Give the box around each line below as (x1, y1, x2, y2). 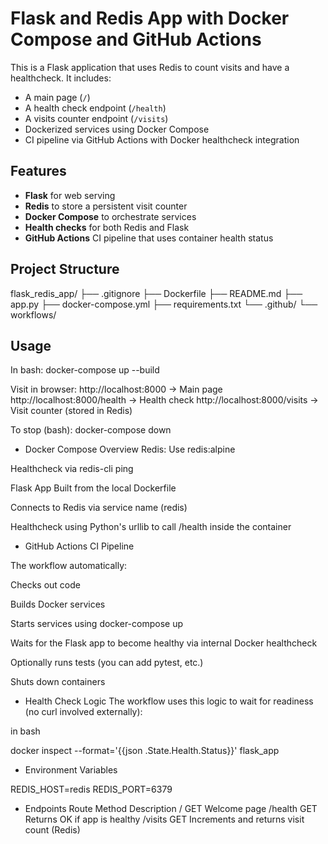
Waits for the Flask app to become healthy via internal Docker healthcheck (10, 637, 318, 649)
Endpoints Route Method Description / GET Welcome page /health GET (24, 803, 318, 815)
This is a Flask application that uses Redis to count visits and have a (10, 61, 290, 73)
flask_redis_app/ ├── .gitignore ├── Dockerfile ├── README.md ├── (10, 287, 303, 299)
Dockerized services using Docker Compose (24, 123, 210, 135)
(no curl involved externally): (24, 706, 143, 718)
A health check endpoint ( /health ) (24, 102, 167, 114)
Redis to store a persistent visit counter (24, 200, 188, 212)
